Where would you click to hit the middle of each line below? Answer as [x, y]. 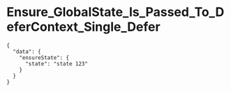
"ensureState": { [44, 58]
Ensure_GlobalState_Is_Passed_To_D [115, 12]
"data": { [27, 52]
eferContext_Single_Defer [84, 27]
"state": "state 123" [57, 63]
